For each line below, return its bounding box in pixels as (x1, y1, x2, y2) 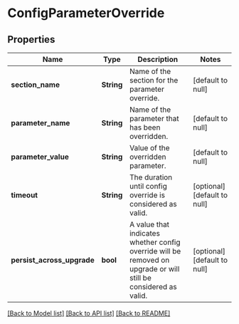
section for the (129, 75, 179, 85)
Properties (7, 33, 55, 46)
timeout (11, 190, 38, 200)
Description (137, 55, 179, 64)
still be (129, 273, 152, 283)
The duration (129, 172, 173, 182)
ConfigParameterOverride (7, 5, 165, 21)
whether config (129, 237, 181, 247)
